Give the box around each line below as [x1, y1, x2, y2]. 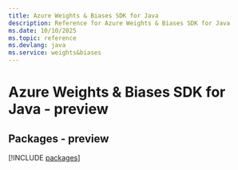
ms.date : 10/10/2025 [8, 26, 77, 34]
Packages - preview [8, 132, 109, 145]
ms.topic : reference [8, 34, 77, 42]
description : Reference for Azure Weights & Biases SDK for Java [8, 19, 230, 27]
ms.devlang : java [8, 42, 66, 49]
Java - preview [8, 101, 109, 118]
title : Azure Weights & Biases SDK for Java [8, 11, 159, 20]
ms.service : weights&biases [8, 49, 102, 57]
